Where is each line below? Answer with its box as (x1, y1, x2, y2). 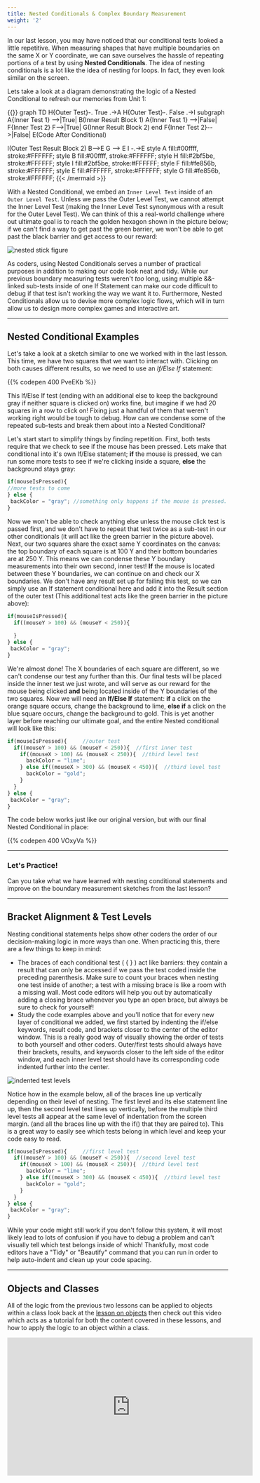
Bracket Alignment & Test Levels (7, 911, 152, 923)
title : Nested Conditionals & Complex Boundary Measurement (7, 10, 187, 18)
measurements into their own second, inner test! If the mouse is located (7, 562, 215, 570)
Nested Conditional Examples (7, 330, 139, 342)
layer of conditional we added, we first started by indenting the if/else (17, 1018, 219, 1026)
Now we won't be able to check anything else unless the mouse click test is (7, 517, 226, 525)
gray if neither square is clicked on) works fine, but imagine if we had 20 (7, 399, 217, 408)
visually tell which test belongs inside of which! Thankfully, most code (7, 1241, 209, 1249)
